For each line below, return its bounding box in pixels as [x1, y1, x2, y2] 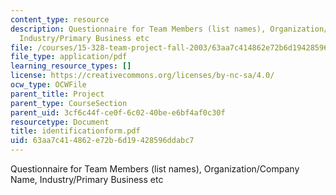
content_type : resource [10, 14, 110, 25]
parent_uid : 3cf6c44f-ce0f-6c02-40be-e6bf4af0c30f [10, 107, 226, 118]
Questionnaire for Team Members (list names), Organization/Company [10, 163, 300, 175]
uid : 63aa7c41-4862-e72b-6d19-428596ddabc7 [10, 136, 195, 146]
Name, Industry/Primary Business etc [10, 174, 164, 185]
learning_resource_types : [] [10, 61, 132, 71]
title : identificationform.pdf [10, 126, 141, 136]
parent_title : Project [10, 89, 105, 99]
